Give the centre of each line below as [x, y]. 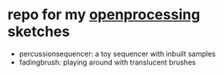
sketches [39, 32]
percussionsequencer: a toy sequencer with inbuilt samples [117, 53]
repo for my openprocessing [104, 15]
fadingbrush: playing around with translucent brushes [108, 62]
